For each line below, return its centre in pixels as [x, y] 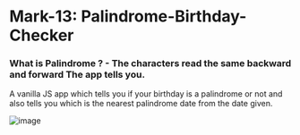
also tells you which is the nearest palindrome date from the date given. [141, 104]
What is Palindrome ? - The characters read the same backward [150, 63]
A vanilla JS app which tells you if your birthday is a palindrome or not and [146, 94]
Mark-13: [43, 17]
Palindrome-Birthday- [164, 17]
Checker [42, 35]
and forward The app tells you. [77, 75]
